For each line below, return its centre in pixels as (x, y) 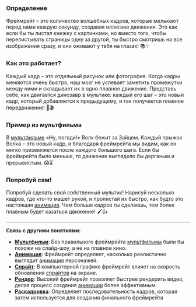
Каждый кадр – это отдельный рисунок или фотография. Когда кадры (93, 76)
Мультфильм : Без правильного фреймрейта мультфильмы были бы (99, 242)
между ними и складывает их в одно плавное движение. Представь (91, 88)
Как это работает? (34, 64)
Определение (27, 8)
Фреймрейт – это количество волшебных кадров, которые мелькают (92, 21)
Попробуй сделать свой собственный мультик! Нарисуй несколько (90, 193)
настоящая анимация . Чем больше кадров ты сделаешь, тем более (90, 205)
